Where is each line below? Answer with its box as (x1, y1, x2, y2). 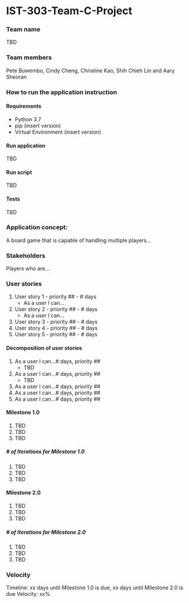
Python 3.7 (14, 115, 41, 122)
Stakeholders (6, 251, 45, 260)
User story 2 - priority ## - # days (14, 306, 97, 313)
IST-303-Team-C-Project (6, 4, 133, 18)
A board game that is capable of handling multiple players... (6, 237, 151, 244)
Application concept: (6, 223, 68, 231)
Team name (6, 25, 41, 34)
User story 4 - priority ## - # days (14, 324, 98, 332)
